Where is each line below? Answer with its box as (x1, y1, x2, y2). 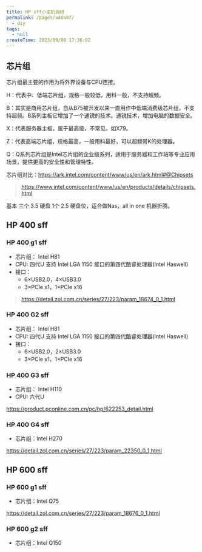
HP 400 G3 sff (6, 371, 49, 380)
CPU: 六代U (15, 393, 44, 401)
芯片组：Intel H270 (15, 435, 62, 442)
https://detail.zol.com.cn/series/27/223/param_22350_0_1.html (6, 447, 162, 454)
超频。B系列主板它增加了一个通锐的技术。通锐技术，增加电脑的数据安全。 (11, 112, 196, 119)
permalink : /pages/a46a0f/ (6, 15, 75, 21)
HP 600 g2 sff (6, 525, 49, 533)
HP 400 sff (6, 220, 49, 231)
